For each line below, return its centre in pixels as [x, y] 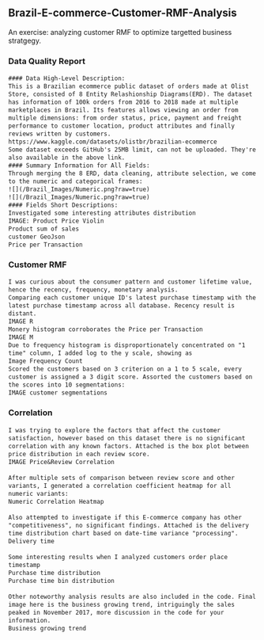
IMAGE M [21, 337]
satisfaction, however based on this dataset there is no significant [127, 438]
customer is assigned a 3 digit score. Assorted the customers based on [130, 377]
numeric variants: [38, 493]
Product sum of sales [44, 229]
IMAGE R [21, 322]
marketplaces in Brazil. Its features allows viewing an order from [123, 110]
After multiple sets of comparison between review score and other [122, 478]
